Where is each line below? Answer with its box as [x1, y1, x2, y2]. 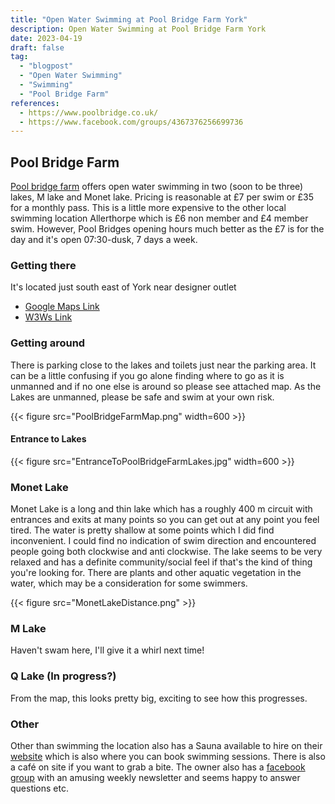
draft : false [10, 42, 65, 53]
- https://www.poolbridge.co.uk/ [19, 107, 159, 118]
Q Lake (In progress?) [10, 669, 117, 683]
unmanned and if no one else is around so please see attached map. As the [10, 380, 322, 392]
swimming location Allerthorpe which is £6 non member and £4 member [10, 212, 309, 225]
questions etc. [10, 782, 70, 795]
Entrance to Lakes [10, 433, 87, 445]
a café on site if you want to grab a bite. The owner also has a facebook [10, 761, 306, 773]
